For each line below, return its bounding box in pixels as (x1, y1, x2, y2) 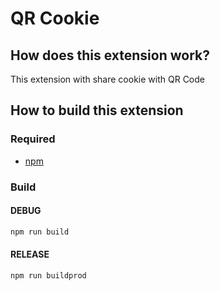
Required (10, 132, 56, 146)
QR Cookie (10, 7, 100, 30)
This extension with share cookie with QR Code (10, 73, 205, 85)
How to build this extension (10, 102, 184, 119)
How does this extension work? (10, 47, 210, 64)
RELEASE (10, 248, 50, 261)
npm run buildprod (10, 270, 87, 281)
